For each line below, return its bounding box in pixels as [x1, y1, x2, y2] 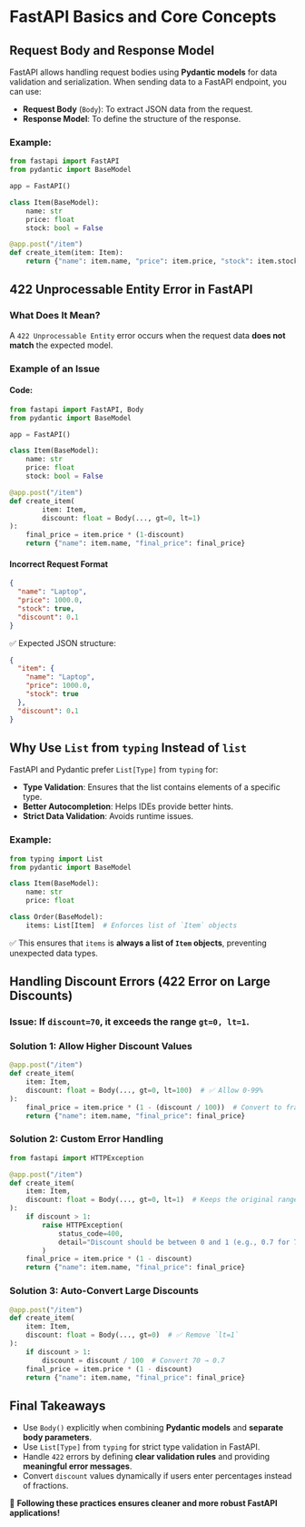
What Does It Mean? [9, 309, 101, 322]
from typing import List [9, 854, 103, 864]
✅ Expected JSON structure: [9, 637, 116, 648]
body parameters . [22, 1431, 93, 1443]
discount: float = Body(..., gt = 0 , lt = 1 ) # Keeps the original [25, 1195, 274, 1205]
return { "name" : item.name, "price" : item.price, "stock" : [25, 257, 254, 266]
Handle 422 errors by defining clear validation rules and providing [22, 1451, 271, 1462]
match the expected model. [9, 339, 113, 350]
